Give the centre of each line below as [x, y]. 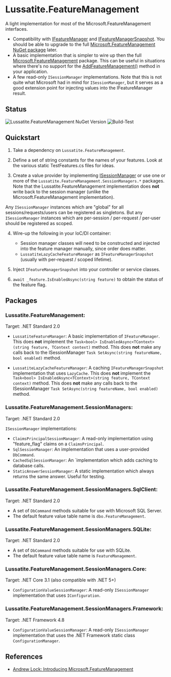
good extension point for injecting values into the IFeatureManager [83, 87]
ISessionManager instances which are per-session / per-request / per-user [83, 218]
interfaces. [17, 29]
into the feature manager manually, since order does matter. [83, 249]
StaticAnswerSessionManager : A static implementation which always [83, 471]
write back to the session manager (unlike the [60, 191]
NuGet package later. [35, 50]
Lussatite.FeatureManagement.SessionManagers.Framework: [84, 608]
